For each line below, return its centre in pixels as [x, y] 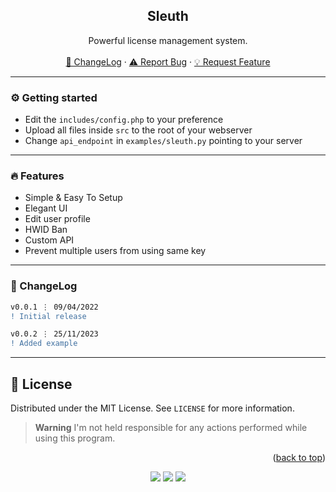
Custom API [49, 240]
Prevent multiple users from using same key [115, 251]
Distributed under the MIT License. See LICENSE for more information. [152, 408]
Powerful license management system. [168, 40]
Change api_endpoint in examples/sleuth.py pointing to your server [163, 141]
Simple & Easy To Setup [73, 198]
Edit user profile [57, 219]
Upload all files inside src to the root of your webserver [138, 130]
